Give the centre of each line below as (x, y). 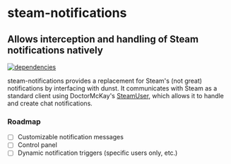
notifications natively (55, 50)
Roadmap (24, 122)
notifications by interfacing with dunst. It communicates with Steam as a (112, 88)
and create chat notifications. (50, 103)
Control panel (37, 145)
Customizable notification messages (70, 137)
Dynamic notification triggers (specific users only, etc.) (97, 153)
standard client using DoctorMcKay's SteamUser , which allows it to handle (115, 96)
